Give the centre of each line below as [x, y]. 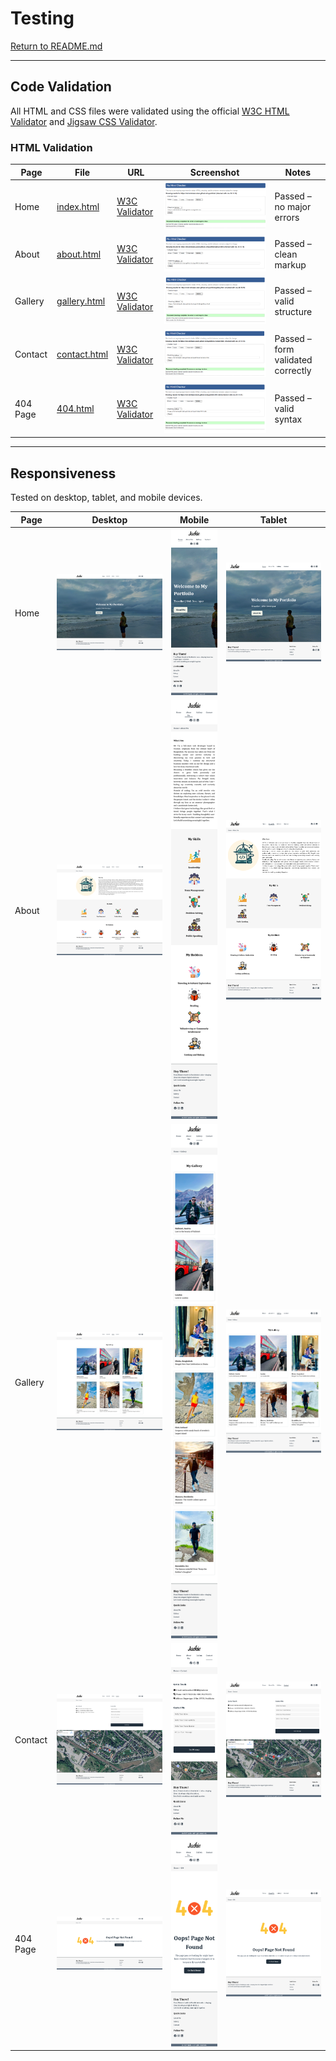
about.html [79, 254]
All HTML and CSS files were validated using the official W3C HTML [150, 111]
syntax [288, 419]
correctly [293, 370]
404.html [75, 409]
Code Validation [61, 87]
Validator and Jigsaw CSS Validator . [84, 121]
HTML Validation [51, 147]
